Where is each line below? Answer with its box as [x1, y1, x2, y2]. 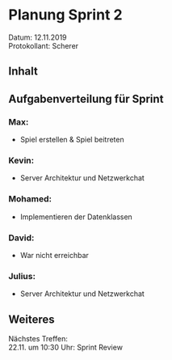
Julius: [8, 270, 36, 282]
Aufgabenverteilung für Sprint [8, 91, 164, 106]
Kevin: [8, 155, 35, 166]
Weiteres [8, 312, 55, 326]
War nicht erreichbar [19, 250, 89, 260]
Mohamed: [8, 193, 52, 205]
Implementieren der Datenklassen [19, 212, 133, 222]
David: [8, 232, 35, 244]
